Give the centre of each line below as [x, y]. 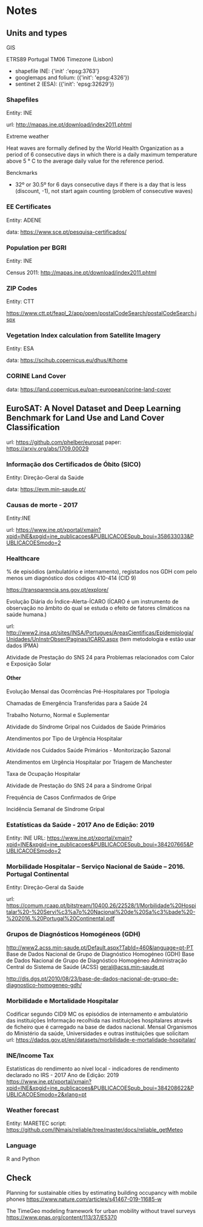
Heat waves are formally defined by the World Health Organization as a [95, 148]
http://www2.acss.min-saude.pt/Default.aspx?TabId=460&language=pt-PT [100, 947]
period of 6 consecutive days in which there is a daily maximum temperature [102, 155]
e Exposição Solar [29, 664]
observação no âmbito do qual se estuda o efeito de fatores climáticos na [98, 608]
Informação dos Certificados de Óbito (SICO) [74, 464]
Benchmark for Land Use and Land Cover [85, 418]
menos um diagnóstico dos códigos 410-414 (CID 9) [71, 578]
